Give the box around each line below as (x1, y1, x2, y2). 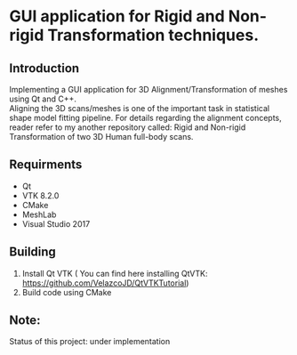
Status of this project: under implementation (9, 336, 171, 347)
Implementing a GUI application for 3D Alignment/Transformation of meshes (9, 85, 288, 94)
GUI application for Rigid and (9, 6, 225, 27)
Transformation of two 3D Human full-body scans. (9, 132, 194, 141)
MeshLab (21, 209, 57, 220)
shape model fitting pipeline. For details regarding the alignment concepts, (9, 113, 282, 123)
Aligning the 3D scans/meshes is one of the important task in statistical (9, 103, 269, 113)
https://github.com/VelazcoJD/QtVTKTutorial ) (21, 278, 189, 288)
